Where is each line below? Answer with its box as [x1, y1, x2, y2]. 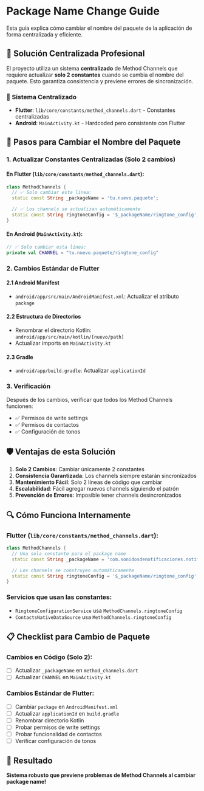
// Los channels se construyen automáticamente [12, 567, 135, 573]
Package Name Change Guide [6, 4, 160, 18]
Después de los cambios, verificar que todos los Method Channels [6, 396, 173, 403]
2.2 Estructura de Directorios [6, 313, 81, 320]
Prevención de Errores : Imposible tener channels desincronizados [15, 491, 182, 499]
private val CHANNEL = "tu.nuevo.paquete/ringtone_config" [6, 249, 159, 256]
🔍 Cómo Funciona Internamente [6, 509, 131, 520]
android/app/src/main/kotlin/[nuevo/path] [15, 334, 124, 340]
